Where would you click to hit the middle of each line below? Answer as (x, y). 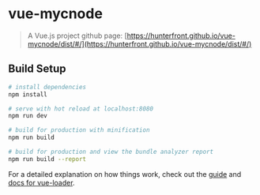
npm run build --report (47, 159)
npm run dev (28, 116)
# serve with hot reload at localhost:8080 (81, 109)
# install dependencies (47, 87)
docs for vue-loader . (41, 182)
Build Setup (37, 69)
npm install (28, 94)
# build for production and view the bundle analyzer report (111, 152)
